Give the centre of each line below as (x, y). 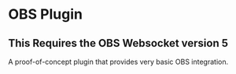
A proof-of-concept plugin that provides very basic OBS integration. (118, 62)
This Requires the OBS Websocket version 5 (118, 43)
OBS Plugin (45, 14)
